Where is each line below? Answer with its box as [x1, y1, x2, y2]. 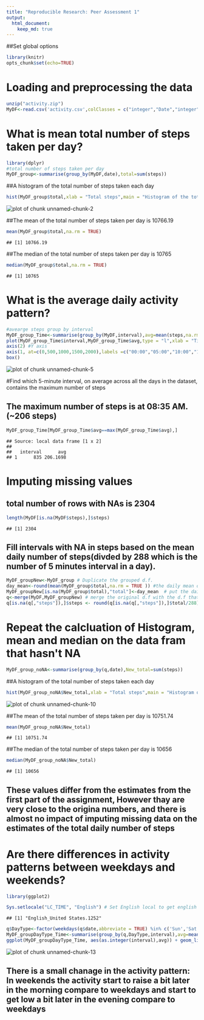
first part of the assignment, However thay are [6, 794, 185, 804]
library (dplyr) [6, 160, 45, 166]
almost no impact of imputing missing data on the [6, 814, 197, 824]
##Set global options [6, 43, 59, 50]
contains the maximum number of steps [6, 384, 106, 392]
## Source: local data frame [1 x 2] [6, 438, 102, 445]
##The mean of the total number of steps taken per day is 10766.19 [6, 217, 174, 224]
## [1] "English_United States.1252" [6, 915, 102, 921]
